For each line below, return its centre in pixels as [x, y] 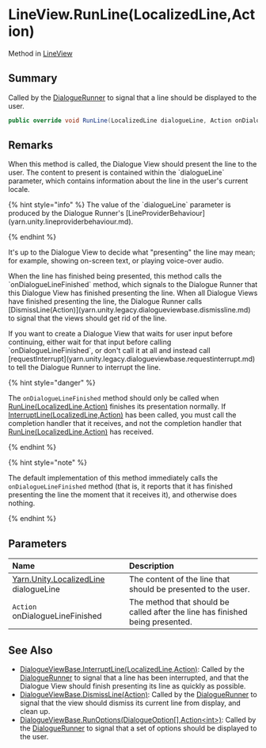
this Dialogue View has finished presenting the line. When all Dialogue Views [133, 293]
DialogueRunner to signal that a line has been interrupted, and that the [134, 678]
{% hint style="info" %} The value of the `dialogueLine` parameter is [120, 205]
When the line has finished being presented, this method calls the [115, 276]
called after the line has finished [188, 612]
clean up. [35, 712]
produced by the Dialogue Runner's [66, 213]
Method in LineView [40, 53]
